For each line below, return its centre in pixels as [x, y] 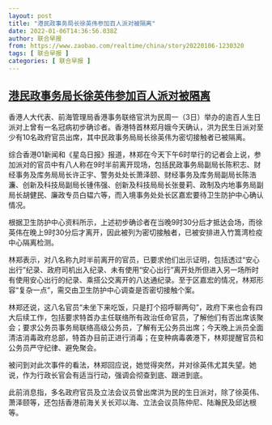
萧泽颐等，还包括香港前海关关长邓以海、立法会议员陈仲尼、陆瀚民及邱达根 [132, 402]
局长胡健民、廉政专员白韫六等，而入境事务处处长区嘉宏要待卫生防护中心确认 [136, 194]
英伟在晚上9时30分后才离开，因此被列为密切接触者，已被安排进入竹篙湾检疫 [136, 232]
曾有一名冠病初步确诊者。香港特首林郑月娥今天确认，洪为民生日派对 [143, 127]
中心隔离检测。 [33, 242]
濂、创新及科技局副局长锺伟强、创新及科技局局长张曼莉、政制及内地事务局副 [136, 185]
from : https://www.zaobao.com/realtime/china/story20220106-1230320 [126, 46]
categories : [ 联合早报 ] [50, 62]
